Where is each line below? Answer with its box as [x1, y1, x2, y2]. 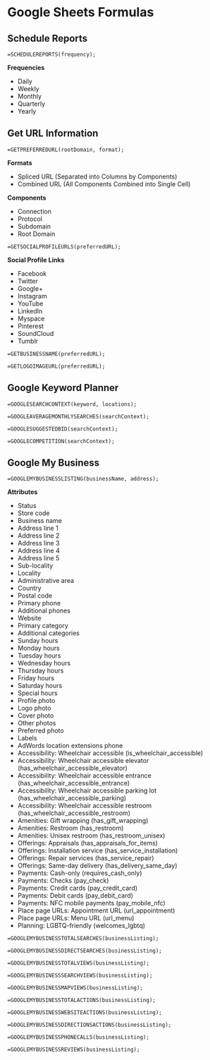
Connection [17, 207, 51, 215]
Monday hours [17, 644, 60, 653]
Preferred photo [17, 726, 65, 735]
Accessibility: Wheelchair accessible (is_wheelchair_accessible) [17, 749, 204, 757]
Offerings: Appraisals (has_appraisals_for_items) [17, 839, 159, 848]
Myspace [17, 314, 45, 323]
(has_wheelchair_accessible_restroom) [17, 809, 130, 817]
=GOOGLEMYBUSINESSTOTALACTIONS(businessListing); [7, 996, 156, 1004]
